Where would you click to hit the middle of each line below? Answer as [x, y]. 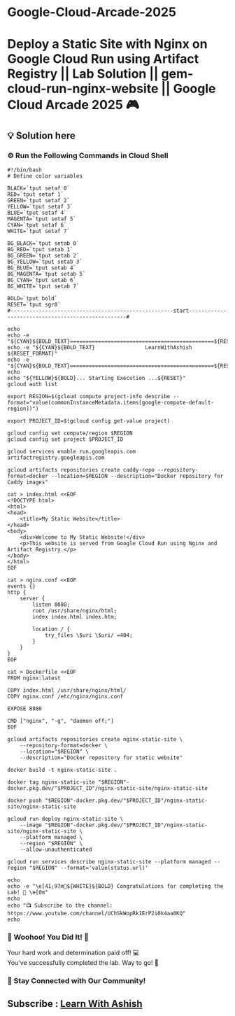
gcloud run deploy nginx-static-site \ [65, 819]
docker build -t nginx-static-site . [62, 770]
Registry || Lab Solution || [83, 74]
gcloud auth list [33, 384]
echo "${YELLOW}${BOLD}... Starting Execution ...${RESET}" [97, 379]
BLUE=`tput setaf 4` [37, 213]
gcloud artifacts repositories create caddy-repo [81, 470]
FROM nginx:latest [34, 678]
